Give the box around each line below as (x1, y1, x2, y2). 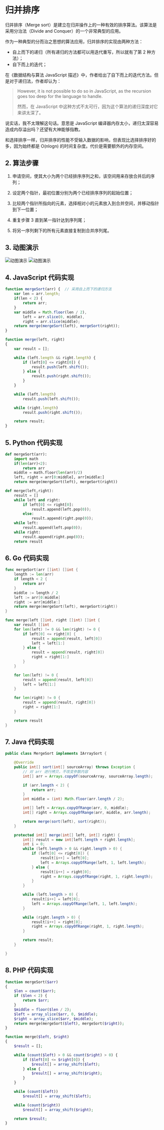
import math (14, 456, 38, 461)
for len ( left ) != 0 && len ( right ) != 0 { (14, 627, 100, 632)
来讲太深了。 (17, 109, 43, 115)
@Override (14, 760, 34, 765)
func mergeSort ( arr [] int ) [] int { (5, 567, 78, 572)
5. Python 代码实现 (5, 439, 63, 447)
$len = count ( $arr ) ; (14, 988, 56, 994)
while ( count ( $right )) (14, 1102, 61, 1108)
